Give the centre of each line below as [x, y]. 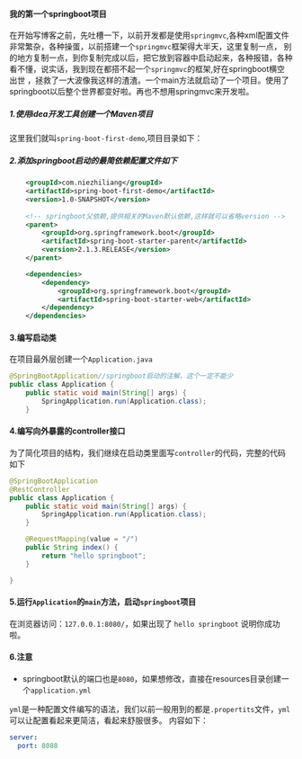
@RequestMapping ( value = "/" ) [82, 540]
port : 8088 [38, 746]
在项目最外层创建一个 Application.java [81, 359]
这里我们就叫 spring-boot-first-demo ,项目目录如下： [106, 138]
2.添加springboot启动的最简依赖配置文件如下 [93, 160]
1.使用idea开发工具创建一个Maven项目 [81, 113]
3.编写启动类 [33, 337]
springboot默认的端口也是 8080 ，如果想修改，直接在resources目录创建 [151, 678]
